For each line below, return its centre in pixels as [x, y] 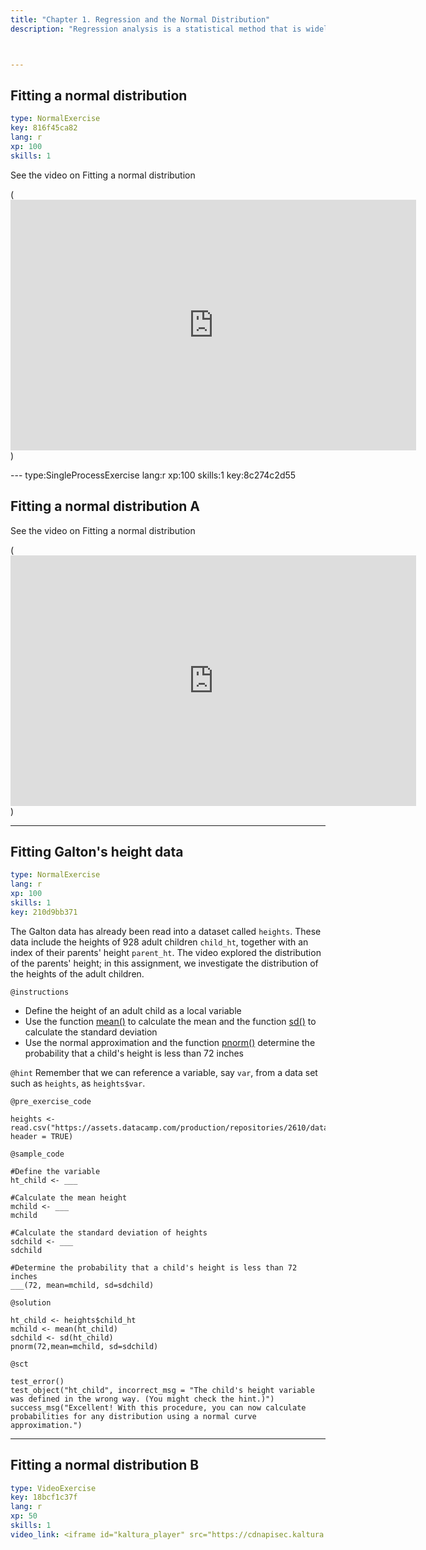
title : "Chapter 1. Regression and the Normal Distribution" [140, 19]
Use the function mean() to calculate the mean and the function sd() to [170, 1021]
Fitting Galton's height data [97, 851]
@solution [31, 1302]
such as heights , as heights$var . [78, 1083]
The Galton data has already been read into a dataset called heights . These [166, 931]
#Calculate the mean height [69, 1197]
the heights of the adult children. [77, 973]
